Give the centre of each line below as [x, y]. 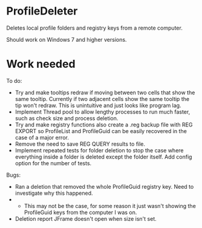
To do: [14, 80]
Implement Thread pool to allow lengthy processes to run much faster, [103, 112]
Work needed [41, 64]
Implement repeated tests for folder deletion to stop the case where [99, 150]
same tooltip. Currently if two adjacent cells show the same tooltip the [102, 99]
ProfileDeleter [42, 11]
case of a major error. [42, 137]
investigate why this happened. [54, 193]
